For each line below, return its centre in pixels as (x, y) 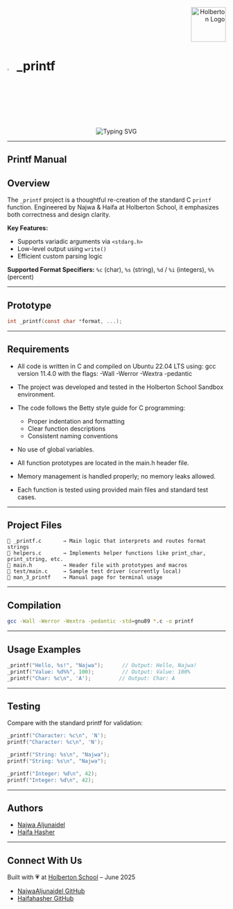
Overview (29, 183)
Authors (25, 808)
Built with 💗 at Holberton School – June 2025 (71, 877)
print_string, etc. (35, 560)
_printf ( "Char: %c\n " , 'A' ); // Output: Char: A (91, 678)
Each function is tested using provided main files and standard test (113, 490)
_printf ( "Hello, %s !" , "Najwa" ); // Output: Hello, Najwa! (102, 665)
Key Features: (28, 228)
